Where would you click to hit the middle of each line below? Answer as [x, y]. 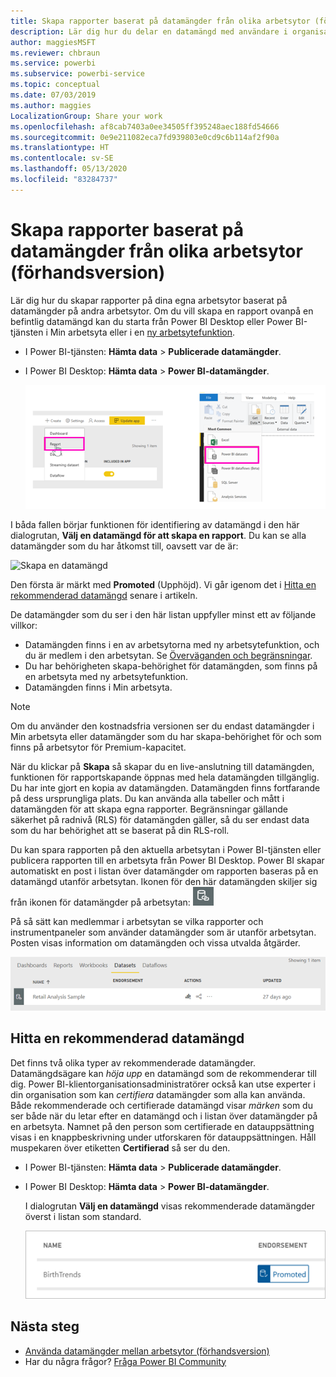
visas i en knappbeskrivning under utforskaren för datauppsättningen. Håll [163, 1137]
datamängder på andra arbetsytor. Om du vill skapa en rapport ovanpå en [162, 311]
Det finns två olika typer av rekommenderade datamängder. [133, 1062]
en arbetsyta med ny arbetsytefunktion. [106, 677]
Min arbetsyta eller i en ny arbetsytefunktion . [142, 332]
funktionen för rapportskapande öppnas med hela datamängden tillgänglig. [165, 777]
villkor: [24, 626]
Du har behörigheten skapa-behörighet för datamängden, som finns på [171, 666]
